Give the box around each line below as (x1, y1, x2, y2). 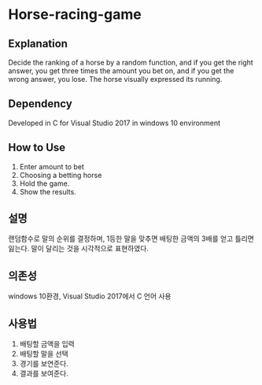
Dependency (8, 97, 72, 111)
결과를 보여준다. (19, 368, 68, 379)
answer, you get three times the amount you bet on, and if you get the (8, 66, 234, 76)
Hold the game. (19, 179, 70, 188)
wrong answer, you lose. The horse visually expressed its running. (8, 75, 223, 83)
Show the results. (19, 187, 76, 196)
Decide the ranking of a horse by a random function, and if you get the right (8, 57, 253, 67)
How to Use (8, 141, 66, 154)
